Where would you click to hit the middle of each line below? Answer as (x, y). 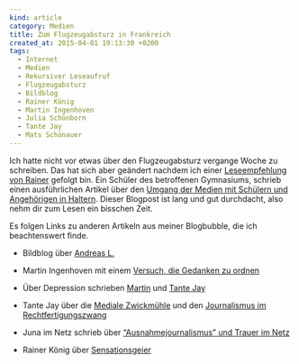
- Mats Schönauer (50, 135)
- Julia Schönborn (52, 118)
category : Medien (42, 26)
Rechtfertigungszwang (64, 314)
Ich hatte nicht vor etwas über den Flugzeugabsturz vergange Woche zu (144, 160)
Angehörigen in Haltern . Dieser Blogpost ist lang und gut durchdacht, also (146, 198)
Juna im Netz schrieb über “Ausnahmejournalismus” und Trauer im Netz (156, 332)
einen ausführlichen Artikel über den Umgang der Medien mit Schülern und (149, 189)
